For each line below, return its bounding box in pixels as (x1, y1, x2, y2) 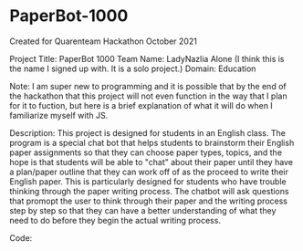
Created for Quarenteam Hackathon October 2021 (9, 36, 198, 47)
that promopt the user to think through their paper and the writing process (9, 195, 287, 206)
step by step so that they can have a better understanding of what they (9, 204, 277, 215)
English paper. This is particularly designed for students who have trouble (9, 175, 287, 187)
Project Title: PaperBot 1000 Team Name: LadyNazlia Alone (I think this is (9, 53, 285, 64)
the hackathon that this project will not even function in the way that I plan (9, 90, 287, 101)
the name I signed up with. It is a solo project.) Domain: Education (9, 63, 256, 74)
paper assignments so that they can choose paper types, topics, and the (9, 147, 283, 158)
